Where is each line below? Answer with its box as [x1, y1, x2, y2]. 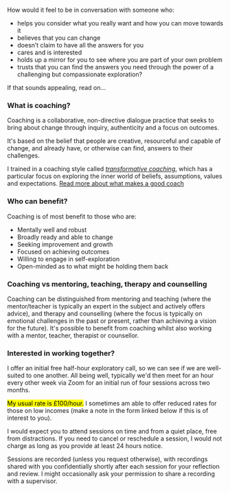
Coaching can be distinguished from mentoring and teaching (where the [7, 295, 211, 303]
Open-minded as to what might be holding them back [16, 262, 169, 270]
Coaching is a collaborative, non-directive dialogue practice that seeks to [7, 116, 214, 124]
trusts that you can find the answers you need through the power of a [16, 63, 214, 71]
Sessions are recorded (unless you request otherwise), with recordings [7, 455, 208, 463]
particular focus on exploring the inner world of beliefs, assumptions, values [7, 172, 222, 181]
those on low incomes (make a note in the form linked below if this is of [7, 407, 209, 415]
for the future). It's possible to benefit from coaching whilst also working [7, 324, 212, 332]
